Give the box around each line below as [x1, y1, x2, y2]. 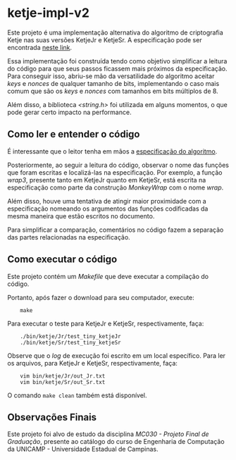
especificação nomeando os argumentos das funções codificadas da [7, 204, 209, 213]
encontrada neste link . [7, 43, 73, 51]
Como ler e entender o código [7, 128, 140, 140]
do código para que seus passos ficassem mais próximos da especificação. [7, 64, 228, 73]
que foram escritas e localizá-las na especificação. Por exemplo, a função [7, 168, 223, 177]
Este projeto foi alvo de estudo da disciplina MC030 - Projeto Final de [7, 430, 209, 438]
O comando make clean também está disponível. [7, 391, 147, 399]
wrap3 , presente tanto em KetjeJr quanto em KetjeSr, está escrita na [7, 175, 206, 184]
